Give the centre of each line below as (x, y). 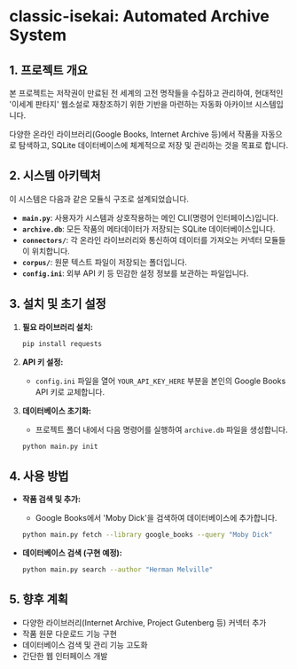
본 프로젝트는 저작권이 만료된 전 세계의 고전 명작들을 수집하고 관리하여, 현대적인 (146, 93)
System (38, 35)
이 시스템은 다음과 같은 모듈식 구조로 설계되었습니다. (99, 199)
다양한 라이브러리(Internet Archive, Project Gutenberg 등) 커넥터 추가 (144, 622)
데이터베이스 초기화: (56, 411)
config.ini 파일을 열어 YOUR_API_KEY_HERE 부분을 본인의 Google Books (160, 381)
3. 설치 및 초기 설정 (58, 304)
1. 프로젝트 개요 (49, 70)
